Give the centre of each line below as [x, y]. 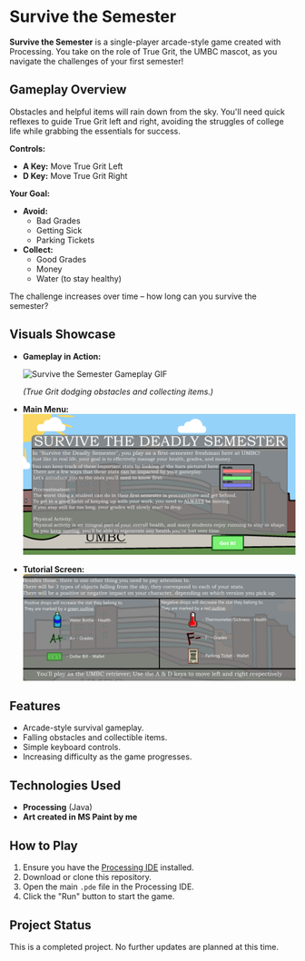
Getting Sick [59, 230]
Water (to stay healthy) [79, 278]
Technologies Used [65, 785]
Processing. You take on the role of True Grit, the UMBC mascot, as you [143, 51]
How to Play [44, 845]
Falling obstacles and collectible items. [95, 738]
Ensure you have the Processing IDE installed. [108, 867]
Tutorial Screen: [54, 570]
